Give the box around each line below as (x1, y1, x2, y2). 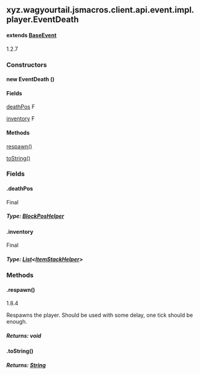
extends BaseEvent (6, 31, 57, 39)
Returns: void (6, 332, 42, 339)
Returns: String (6, 361, 46, 369)
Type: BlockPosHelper (6, 212, 64, 220)
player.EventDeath (6, 15, 79, 25)
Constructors (6, 61, 47, 69)
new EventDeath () (6, 76, 55, 83)
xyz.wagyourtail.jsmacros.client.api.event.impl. (6, 5, 194, 15)
